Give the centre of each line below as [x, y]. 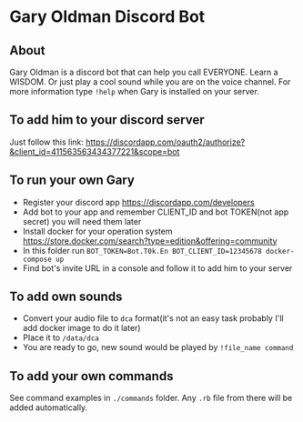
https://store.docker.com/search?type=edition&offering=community [150, 241]
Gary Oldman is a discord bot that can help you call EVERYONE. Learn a [144, 72]
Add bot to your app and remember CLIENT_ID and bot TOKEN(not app [156, 212]
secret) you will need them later [82, 221]
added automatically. [49, 407]
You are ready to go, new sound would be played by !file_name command [158, 347]
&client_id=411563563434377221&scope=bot [95, 151]
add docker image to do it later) [81, 328]
